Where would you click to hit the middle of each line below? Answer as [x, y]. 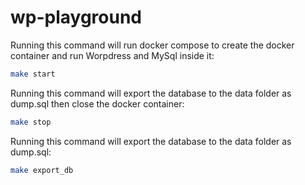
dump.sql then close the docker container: [97, 103]
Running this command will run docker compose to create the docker [152, 45]
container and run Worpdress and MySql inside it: [112, 55]
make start [33, 74]
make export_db [42, 170]
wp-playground [76, 17]
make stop [31, 122]
